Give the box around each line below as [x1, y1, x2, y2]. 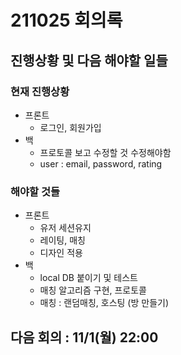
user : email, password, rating [39, 157, 163, 170]
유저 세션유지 [39, 222, 92, 234]
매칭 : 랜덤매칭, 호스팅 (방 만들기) [39, 297, 169, 309]
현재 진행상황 [10, 84, 70, 98]
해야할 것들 [10, 184, 61, 198]
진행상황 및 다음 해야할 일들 [10, 52, 168, 69]
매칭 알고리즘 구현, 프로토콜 [39, 284, 147, 296]
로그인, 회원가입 [39, 121, 102, 133]
